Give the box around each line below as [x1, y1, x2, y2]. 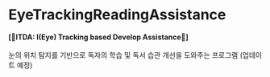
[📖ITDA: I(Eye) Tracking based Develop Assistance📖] [8, 32, 189, 42]
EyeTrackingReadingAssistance [8, 6, 226, 24]
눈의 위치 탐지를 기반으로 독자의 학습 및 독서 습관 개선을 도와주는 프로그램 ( [8, 50, 243, 59]
